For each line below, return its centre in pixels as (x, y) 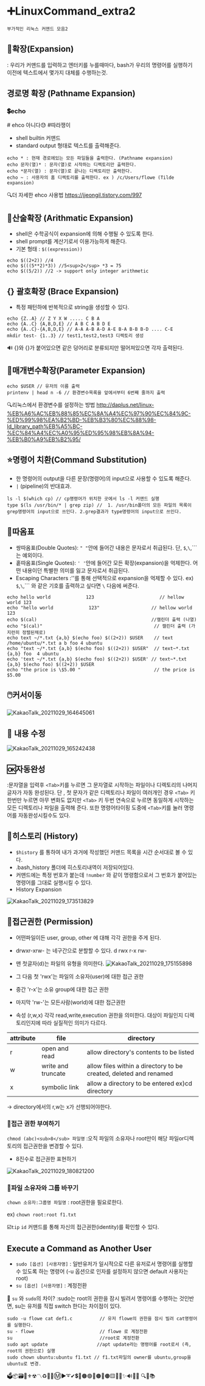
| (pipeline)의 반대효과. (43, 486)
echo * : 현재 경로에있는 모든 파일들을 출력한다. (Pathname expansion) (90, 158)
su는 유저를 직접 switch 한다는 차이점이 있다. (68, 1306)
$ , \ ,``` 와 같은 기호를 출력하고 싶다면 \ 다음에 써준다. (77, 586)
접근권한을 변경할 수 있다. (53, 1146)
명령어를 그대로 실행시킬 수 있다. (54, 882)
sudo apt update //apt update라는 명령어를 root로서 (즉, (99, 1344)
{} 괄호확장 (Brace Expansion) (63, 291)
